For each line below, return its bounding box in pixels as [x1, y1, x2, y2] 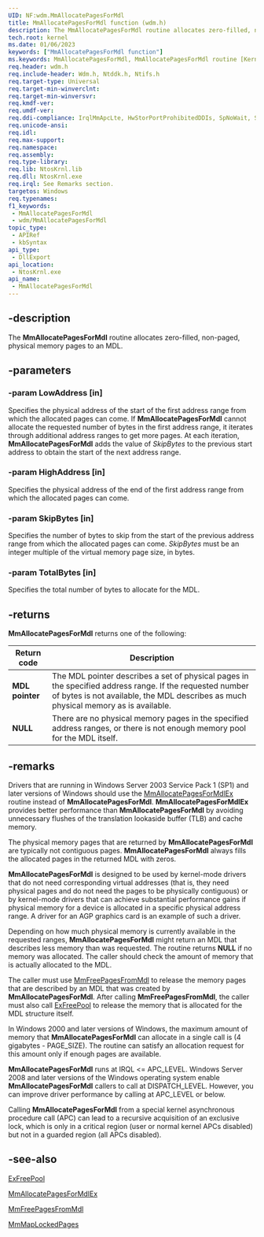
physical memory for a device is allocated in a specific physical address [8, 903, 241, 912]
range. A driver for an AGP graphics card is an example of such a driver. [8, 912, 241, 921]
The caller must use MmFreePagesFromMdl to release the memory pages [8, 975, 247, 985]
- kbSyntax [11, 239, 47, 247]
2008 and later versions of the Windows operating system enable [8, 1073, 220, 1083]
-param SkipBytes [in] [8, 513, 94, 524]
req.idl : [8, 128, 37, 136]
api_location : [8, 261, 55, 269]
